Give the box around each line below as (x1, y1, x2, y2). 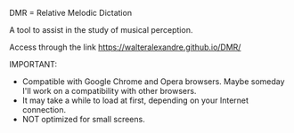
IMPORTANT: (9, 59, 58, 69)
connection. (21, 105, 67, 114)
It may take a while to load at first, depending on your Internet (21, 95, 249, 106)
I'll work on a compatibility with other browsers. (21, 86, 197, 96)
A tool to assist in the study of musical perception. (9, 25, 193, 35)
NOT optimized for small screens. (21, 114, 145, 124)
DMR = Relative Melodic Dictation (9, 8, 132, 18)
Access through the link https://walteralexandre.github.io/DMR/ (9, 42, 241, 52)
